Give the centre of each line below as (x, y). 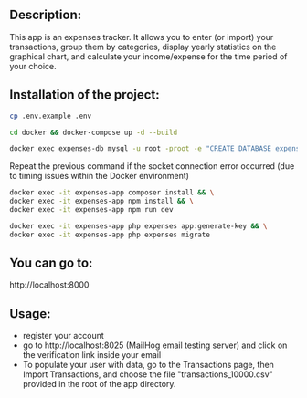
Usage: (31, 314)
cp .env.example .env (51, 116)
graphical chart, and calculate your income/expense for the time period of (148, 56)
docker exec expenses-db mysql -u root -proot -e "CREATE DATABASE (141, 149)
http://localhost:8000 (49, 285)
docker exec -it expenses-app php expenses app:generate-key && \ (138, 226)
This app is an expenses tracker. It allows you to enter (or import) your (142, 37)
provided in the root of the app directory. (99, 384)
